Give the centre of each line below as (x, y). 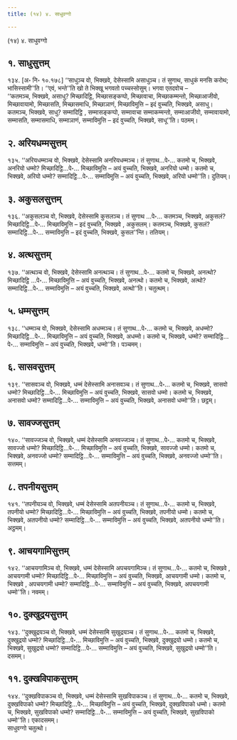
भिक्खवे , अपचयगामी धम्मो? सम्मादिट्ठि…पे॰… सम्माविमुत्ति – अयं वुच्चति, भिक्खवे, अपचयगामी (108, 583)
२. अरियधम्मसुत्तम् (37, 143)
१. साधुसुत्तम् (28, 64)
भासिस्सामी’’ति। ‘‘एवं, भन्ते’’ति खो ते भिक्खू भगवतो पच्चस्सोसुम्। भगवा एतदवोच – (98, 88)
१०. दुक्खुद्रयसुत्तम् (37, 615)
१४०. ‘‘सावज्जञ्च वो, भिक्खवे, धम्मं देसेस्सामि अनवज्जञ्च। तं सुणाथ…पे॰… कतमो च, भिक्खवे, (112, 440)
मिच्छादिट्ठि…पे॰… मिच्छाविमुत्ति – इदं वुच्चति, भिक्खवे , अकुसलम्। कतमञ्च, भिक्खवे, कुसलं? (109, 224)
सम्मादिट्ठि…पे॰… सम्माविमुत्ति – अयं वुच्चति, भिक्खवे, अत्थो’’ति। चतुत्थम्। (88, 288)
